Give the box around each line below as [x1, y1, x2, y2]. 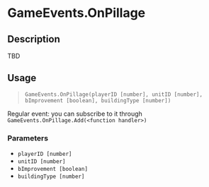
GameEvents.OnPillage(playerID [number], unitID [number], [24, 90, 203, 98]
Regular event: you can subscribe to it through [7, 109, 143, 118]
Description [7, 33, 60, 45]
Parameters [7, 133, 48, 143]
